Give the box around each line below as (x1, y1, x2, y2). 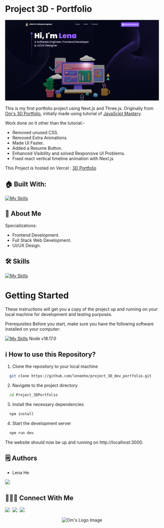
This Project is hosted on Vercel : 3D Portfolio (5, 165, 97, 171)
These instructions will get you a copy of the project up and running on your (5, 306, 158, 312)
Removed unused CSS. (12, 130, 59, 136)
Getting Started (5, 290, 69, 301)
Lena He (12, 469, 29, 476)
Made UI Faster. (12, 140, 44, 146)
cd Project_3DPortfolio (9, 393, 58, 398)
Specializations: (5, 222, 37, 228)
